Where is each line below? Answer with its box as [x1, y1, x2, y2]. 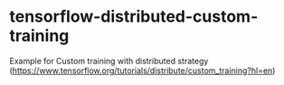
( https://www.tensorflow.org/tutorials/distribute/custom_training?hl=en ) [9, 65, 276, 76]
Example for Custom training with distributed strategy [9, 55, 209, 66]
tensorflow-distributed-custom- [9, 6, 259, 27]
